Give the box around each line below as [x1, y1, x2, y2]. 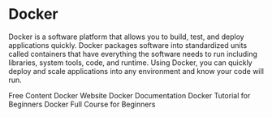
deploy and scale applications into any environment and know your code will [8, 66, 264, 76]
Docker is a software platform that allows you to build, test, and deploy [8, 32, 245, 41]
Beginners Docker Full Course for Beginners [8, 99, 156, 109]
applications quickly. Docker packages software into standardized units [8, 40, 248, 50]
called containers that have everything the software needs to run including [8, 49, 258, 58]
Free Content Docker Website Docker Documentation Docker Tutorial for [8, 90, 251, 100]
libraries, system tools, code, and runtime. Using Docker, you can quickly [8, 58, 253, 67]
